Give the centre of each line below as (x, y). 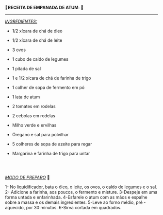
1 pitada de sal (26, 69)
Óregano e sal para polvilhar (40, 134)
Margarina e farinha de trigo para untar (51, 153)
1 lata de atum (26, 97)
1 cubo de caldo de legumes (40, 59)
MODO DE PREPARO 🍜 (27, 177)
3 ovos (19, 50)
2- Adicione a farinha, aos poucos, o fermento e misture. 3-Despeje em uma (81, 192)
